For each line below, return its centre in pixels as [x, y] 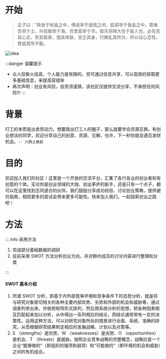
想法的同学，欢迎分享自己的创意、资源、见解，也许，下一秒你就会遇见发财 [85, 135]
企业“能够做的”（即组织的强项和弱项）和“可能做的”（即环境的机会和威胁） [86, 345]
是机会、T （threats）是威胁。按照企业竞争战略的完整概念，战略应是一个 [86, 339]
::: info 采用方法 [21, 239]
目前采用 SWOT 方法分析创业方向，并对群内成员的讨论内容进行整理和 [83, 256]
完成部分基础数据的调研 [36, 250]
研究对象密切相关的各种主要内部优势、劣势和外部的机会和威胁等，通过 [88, 302]
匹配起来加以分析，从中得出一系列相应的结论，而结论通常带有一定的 [86, 314]
